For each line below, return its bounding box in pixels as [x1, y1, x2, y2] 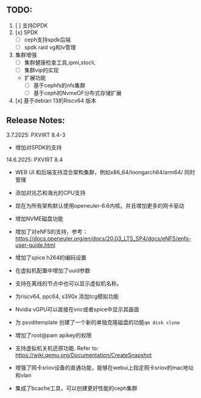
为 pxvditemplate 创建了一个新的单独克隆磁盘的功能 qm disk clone [15, 319, 180, 325]
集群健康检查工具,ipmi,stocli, [24, 59, 96, 66]
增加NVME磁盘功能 [15, 215, 64, 222]
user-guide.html [15, 241, 56, 249]
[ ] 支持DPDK [15, 21, 48, 29]
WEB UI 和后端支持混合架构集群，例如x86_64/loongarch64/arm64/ [15, 169, 183, 176]
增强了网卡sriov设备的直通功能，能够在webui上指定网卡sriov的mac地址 [15, 364, 194, 371]
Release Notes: [6, 115, 65, 126]
